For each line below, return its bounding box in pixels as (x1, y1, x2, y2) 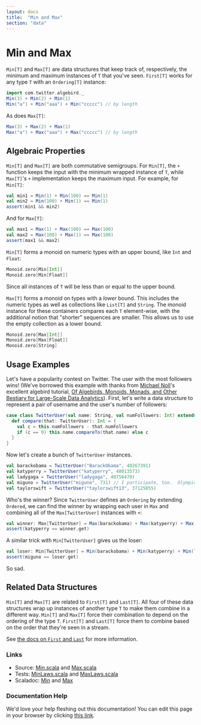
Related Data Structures (6, 582, 98, 592)
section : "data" (6, 20, 47, 26)
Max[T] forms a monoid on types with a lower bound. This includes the (6, 294, 179, 302)
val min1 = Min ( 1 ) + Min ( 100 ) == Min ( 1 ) (6, 193, 109, 199)
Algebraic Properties (6, 146, 86, 156)
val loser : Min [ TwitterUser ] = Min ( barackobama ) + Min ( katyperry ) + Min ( (6, 548, 194, 554)
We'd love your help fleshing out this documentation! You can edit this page (6, 705, 193, 712)
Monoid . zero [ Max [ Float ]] (6, 337, 68, 343)
